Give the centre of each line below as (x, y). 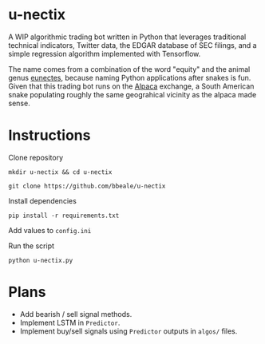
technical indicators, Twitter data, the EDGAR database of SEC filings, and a (132, 45)
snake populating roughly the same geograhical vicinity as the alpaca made (132, 94)
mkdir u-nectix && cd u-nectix (60, 172)
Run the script (31, 246)
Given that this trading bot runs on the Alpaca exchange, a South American (131, 86)
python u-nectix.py (41, 260)
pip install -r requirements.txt (64, 215)
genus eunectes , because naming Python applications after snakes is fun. (130, 77)
